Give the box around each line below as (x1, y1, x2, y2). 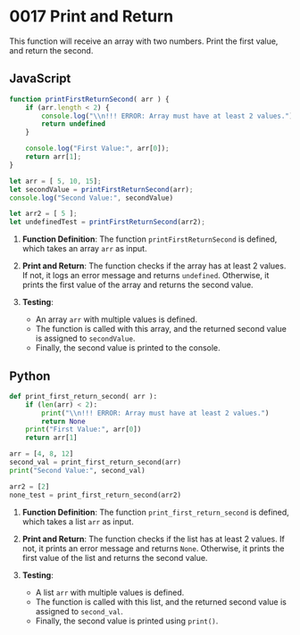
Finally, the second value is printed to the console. (35, 342, 221, 353)
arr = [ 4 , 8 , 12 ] (9, 449, 74, 458)
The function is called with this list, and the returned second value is (35, 596, 287, 607)
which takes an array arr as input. (21, 243, 147, 254)
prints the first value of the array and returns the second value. (21, 279, 254, 291)
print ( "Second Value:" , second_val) (9, 466, 146, 474)
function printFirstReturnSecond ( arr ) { (9, 95, 170, 103)
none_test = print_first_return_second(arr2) (9, 491, 181, 499)
